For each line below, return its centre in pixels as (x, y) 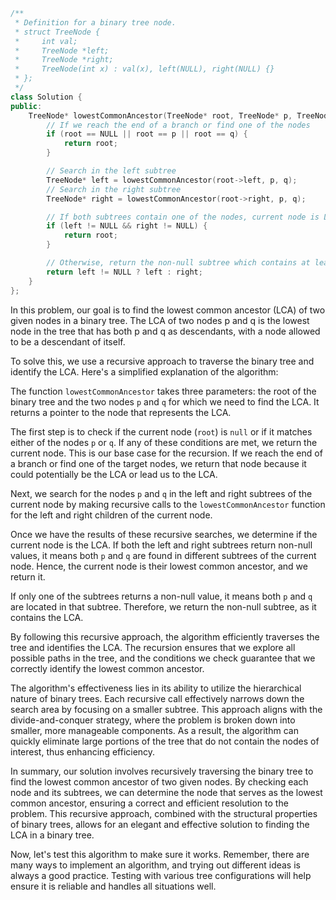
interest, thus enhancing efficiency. (83, 751)
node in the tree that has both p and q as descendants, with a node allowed (165, 331)
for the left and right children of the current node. (111, 515)
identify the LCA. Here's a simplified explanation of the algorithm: (144, 371)
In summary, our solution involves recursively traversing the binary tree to (162, 771)
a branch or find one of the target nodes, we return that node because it (158, 463)
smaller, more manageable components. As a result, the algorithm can (154, 730)
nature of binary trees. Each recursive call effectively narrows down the (157, 698)
